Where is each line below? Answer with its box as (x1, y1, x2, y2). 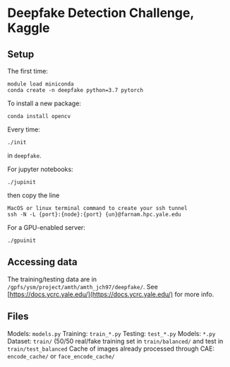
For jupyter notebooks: (7, 165, 73, 173)
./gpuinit (7, 237, 37, 244)
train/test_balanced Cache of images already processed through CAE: (7, 344, 215, 353)
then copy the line (7, 191, 60, 199)
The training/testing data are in (7, 274, 97, 284)
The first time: (7, 67, 48, 75)
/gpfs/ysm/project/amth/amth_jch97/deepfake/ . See (7, 282, 159, 291)
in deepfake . (7, 151, 42, 160)
